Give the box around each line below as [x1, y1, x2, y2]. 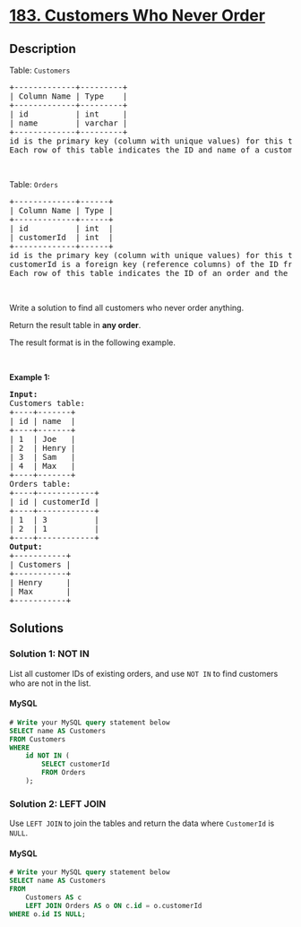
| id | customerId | [9, 497, 100, 507]
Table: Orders [9, 179, 58, 189]
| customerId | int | [9, 232, 114, 242]
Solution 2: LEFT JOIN [9, 797, 107, 810]
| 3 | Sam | [9, 452, 76, 462]
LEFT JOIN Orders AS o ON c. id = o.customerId [25, 901, 202, 910]
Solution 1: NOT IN [9, 647, 90, 660]
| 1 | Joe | [9, 434, 76, 444]
